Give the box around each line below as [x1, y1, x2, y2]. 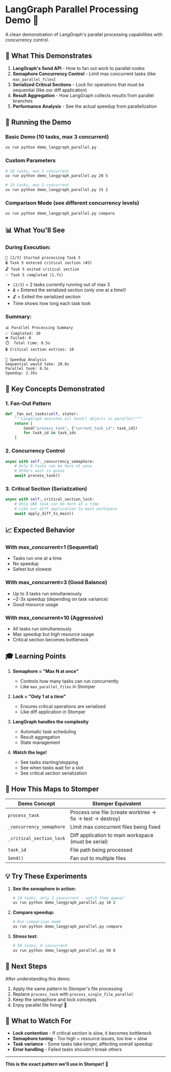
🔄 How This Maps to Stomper [5, 785, 99, 794]
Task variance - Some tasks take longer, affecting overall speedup [12, 1041, 153, 1047]
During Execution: [5, 244, 51, 251]
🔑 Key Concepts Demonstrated [5, 384, 105, 393]
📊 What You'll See [5, 226, 65, 235]
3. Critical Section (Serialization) [5, 485, 88, 492]
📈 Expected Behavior [5, 526, 75, 534]
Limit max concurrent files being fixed [70, 823, 161, 830]
